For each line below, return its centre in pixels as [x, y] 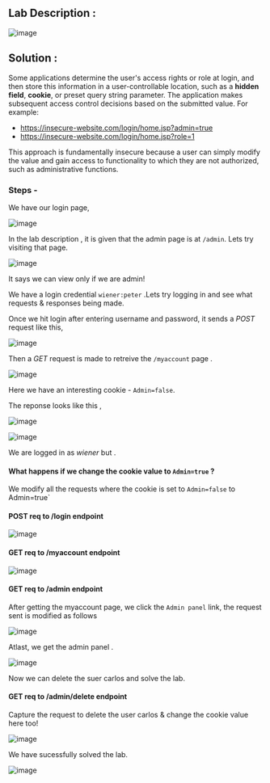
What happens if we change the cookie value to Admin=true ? [112, 471]
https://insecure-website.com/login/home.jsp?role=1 [108, 136]
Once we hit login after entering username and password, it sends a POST [132, 318]
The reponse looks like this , [55, 405]
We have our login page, [49, 207]
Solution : [33, 59]
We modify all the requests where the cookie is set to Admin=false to [122, 489]
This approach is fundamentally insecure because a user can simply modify [135, 152]
